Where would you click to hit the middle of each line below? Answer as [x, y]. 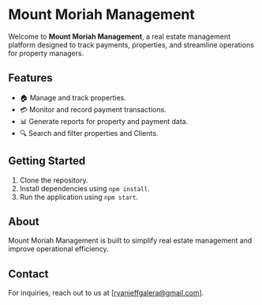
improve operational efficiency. [58, 249]
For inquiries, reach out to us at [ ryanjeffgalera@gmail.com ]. [106, 293]
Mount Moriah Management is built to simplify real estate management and [130, 241]
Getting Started [47, 161]
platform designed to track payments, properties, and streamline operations [131, 44]
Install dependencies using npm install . [84, 188]
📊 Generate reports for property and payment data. [104, 121]
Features [30, 78]
